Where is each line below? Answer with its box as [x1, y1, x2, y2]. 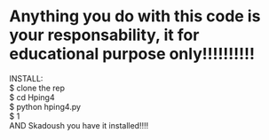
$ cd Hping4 [9, 91, 55, 103]
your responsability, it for [9, 25, 200, 45]
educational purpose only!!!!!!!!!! [9, 44, 256, 64]
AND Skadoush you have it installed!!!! [9, 120, 149, 130]
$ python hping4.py [9, 101, 82, 112]
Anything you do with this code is [9, 6, 261, 27]
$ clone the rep [9, 82, 65, 93]
